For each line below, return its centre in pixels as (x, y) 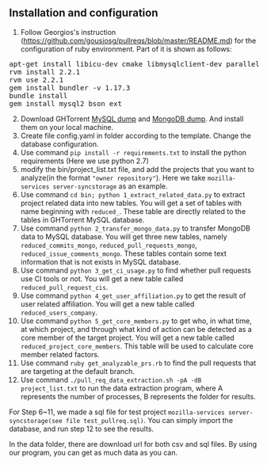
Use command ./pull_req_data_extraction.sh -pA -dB (111, 379)
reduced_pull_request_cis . (64, 287)
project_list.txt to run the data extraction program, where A (122, 388)
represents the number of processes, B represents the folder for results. (138, 396)
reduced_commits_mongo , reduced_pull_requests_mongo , (109, 245)
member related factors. (60, 354)
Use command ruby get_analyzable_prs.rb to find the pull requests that (138, 363)
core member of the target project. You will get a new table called (127, 337)
